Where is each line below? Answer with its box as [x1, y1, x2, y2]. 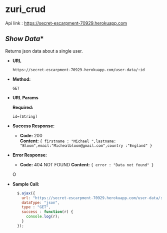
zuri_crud [5, 4, 46, 15]
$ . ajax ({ [17, 190, 35, 196]
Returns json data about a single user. [5, 48, 83, 54]
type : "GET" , [21, 204, 51, 210]
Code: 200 [19, 132, 42, 138]
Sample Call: [12, 181, 39, 187]
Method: [12, 76, 31, 82]
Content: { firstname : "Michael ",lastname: [19, 138, 116, 144]
